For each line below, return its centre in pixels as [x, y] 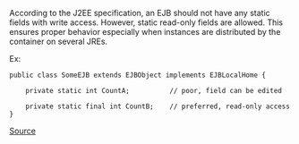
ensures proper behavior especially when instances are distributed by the [145, 32]
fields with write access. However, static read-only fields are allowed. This [146, 22]
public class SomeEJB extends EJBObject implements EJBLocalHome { [138, 75]
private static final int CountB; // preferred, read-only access [158, 106]
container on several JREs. [59, 41]
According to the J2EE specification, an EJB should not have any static [140, 13]
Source [22, 131]
